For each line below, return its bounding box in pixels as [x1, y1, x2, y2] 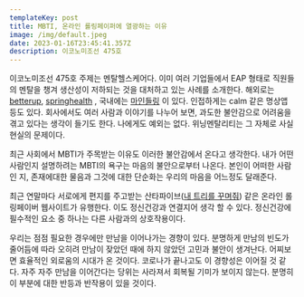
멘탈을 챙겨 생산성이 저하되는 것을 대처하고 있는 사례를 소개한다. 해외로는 [18, 84, 275, 95]
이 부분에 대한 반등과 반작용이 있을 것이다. [9, 278, 157, 289]
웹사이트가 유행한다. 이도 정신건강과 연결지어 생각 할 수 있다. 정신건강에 [40, 202, 292, 213]
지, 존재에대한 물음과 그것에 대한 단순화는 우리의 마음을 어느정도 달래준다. [18, 171, 278, 182]
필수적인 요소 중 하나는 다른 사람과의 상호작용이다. [9, 214, 186, 225]
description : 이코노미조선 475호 [9, 47, 122, 56]
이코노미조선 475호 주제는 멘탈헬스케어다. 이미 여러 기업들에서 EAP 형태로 [9, 73, 271, 84]
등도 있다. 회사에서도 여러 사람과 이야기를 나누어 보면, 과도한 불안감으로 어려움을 [9, 107, 292, 118]
